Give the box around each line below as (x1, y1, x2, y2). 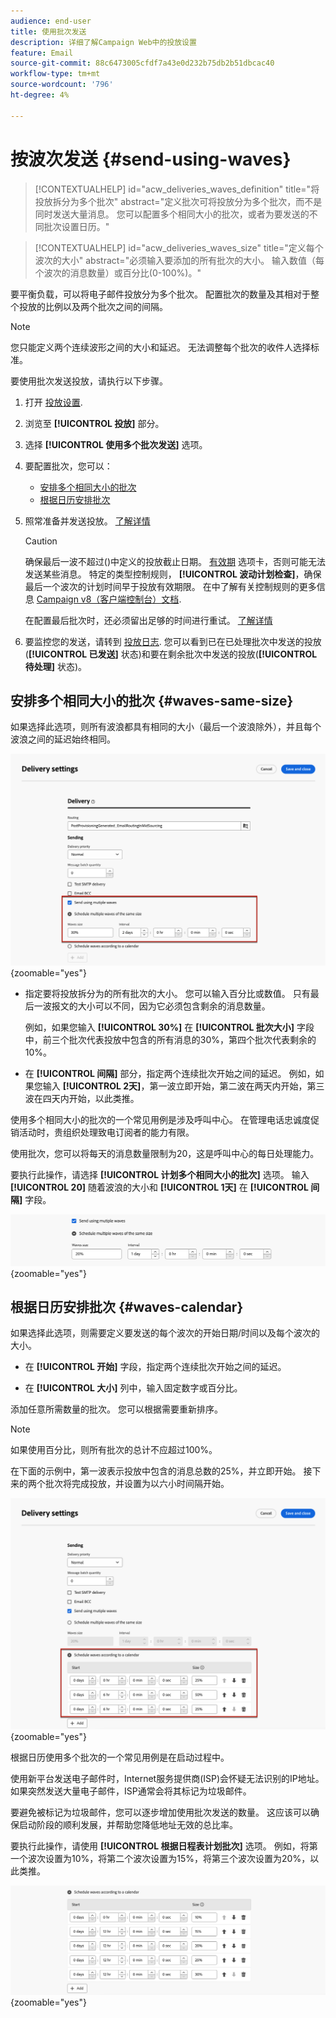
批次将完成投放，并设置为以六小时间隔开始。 (44, 1478, 230, 1490)
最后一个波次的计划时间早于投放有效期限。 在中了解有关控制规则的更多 (24, 580, 317, 592)
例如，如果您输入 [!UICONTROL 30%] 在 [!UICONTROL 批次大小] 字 (24, 1021, 306, 1034)
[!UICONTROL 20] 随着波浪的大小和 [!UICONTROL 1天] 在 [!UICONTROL (10, 1181, 309, 1194)
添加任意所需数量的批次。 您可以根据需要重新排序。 (10, 1403, 223, 1415)
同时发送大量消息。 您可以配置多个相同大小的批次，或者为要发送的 (34, 208, 310, 220)
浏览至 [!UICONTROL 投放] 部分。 (24, 417, 165, 429)
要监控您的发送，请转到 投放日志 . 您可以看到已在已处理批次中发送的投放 (24, 635, 322, 647)
